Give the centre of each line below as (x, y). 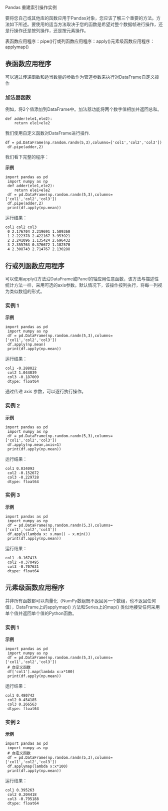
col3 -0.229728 (23, 477)
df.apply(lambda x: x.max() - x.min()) (49, 534)
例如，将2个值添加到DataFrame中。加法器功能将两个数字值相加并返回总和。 (83, 109)
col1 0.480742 (20, 695)
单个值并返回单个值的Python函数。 (41, 613)
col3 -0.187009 (23, 377)
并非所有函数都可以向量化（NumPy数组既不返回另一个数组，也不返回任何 (80, 600)
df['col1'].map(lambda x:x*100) (41, 672)
